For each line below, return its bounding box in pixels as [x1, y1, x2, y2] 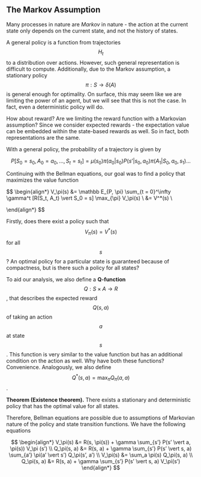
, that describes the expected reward [6, 294, 98, 302]
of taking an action [6, 313, 53, 320]
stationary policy [6, 71, 48, 79]
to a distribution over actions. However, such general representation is [6, 59, 180, 66]
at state [6, 332, 25, 339]
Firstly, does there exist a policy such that [6, 218, 109, 225]
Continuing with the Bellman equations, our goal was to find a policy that [6, 170, 185, 178]
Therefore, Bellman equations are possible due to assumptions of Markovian [6, 414, 195, 422]
